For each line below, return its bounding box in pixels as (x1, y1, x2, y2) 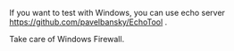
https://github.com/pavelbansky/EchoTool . (9, 17, 168, 27)
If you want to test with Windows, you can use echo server (9, 8, 226, 18)
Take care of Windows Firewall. (9, 34, 125, 44)
